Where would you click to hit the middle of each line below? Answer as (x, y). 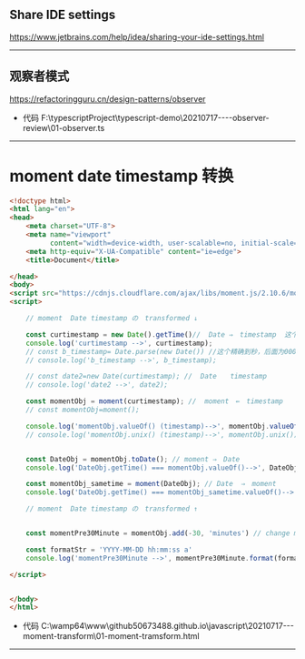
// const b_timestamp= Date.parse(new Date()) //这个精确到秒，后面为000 (161, 351)
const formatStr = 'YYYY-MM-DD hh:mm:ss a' (109, 550)
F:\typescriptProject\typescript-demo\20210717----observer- (155, 117)
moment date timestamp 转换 (122, 176)
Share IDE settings (63, 15)
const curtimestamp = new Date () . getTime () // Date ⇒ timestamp (151, 335)
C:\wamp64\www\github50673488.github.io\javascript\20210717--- (167, 626)
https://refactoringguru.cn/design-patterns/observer (108, 98)
